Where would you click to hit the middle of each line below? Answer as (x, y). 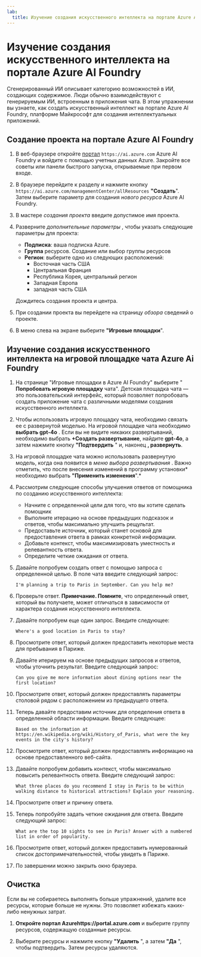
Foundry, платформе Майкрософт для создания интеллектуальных (92, 114)
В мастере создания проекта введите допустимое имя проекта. (98, 215)
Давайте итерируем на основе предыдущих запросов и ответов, (98, 660)
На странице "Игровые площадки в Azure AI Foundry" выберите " (99, 382)
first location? (35, 683)
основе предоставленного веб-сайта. (64, 757)
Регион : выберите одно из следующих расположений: (94, 257)
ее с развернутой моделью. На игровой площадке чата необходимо (103, 426)
